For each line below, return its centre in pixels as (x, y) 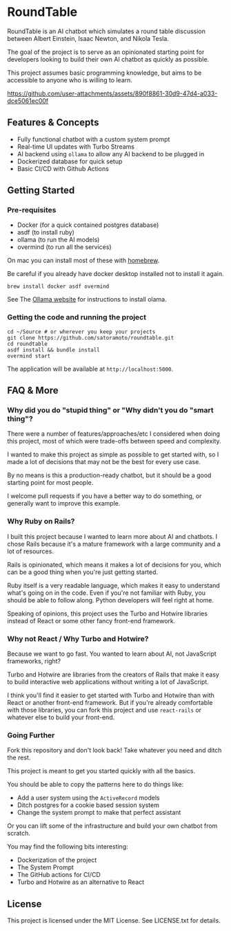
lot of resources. (30, 551)
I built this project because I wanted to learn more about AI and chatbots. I (112, 536)
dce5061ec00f (28, 100)
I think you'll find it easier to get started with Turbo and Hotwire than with (111, 695)
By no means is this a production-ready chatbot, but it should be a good (109, 475)
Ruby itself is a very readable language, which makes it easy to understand (114, 585)
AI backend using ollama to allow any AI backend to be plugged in (111, 154)
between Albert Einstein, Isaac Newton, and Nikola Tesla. (88, 38)
